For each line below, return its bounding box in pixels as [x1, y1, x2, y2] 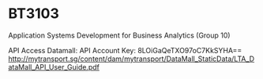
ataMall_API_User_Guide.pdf [8, 62, 100, 71]
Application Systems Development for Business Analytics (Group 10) [8, 31, 231, 40]
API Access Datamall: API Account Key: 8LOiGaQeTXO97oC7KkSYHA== [8, 45, 242, 55]
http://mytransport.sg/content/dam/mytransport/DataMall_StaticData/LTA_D [8, 54, 255, 63]
